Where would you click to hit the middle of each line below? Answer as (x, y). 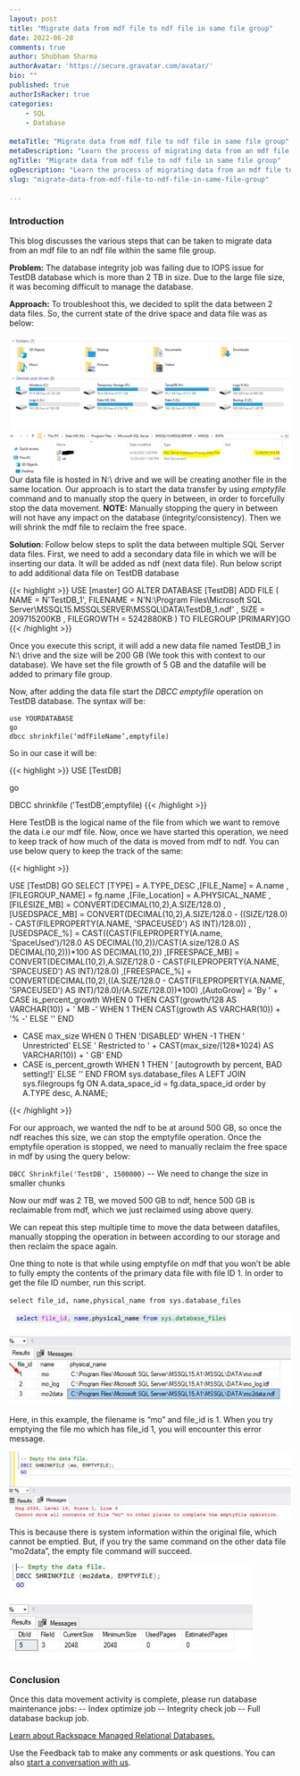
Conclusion (35, 1679)
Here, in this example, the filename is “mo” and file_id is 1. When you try (142, 1420)
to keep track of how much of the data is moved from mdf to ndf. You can (144, 842)
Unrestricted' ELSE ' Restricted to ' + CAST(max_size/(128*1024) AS (148, 1046)
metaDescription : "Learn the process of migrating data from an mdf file (150, 151)
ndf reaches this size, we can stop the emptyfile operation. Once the (135, 1137)
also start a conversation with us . (70, 1763)
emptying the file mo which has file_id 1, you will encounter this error (135, 1429)
